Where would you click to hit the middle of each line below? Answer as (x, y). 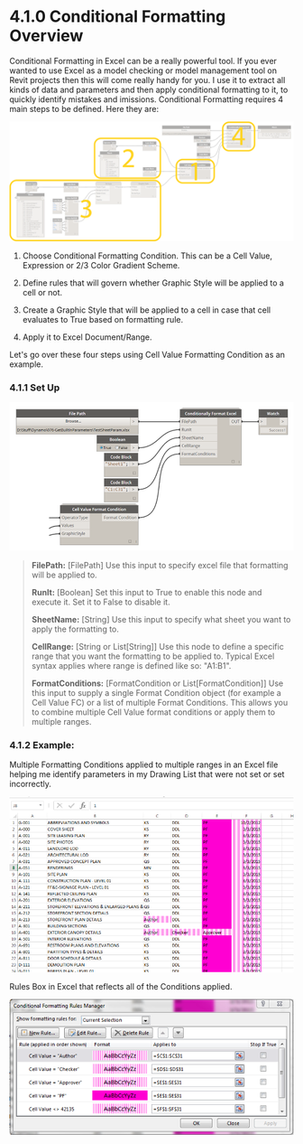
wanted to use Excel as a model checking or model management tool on (143, 70)
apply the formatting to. (75, 629)
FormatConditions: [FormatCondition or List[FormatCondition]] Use (157, 683)
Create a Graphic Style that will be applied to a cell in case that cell (147, 310)
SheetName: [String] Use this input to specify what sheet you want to (161, 619)
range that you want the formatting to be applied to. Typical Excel (153, 656)
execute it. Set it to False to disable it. (101, 602)
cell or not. (42, 292)
